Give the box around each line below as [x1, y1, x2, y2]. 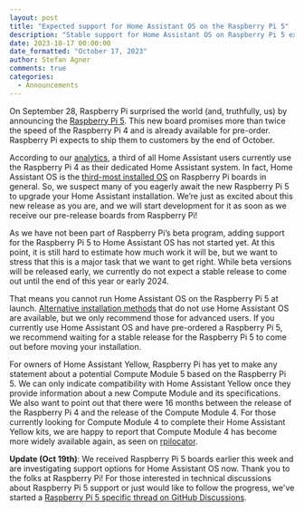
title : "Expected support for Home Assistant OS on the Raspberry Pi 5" [9, 22, 290, 31]
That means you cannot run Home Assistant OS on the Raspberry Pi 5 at [9, 293, 279, 304]
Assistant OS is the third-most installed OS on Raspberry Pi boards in [9, 171, 267, 182]
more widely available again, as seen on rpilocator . [9, 436, 198, 447]
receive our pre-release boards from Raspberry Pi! [9, 209, 198, 220]
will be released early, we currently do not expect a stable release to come [9, 266, 288, 276]
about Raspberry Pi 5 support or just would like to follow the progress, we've [9, 482, 295, 493]
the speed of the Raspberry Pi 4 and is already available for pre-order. [9, 124, 271, 136]
